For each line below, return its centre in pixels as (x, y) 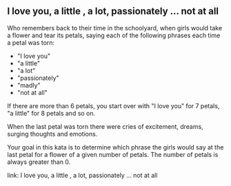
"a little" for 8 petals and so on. (51, 113)
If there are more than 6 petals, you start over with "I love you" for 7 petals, (113, 105)
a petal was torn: (31, 42)
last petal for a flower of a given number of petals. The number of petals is (113, 154)
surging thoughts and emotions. (52, 134)
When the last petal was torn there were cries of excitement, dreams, (105, 126)
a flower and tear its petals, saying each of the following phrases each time (114, 35)
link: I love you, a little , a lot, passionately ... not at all (82, 175)
